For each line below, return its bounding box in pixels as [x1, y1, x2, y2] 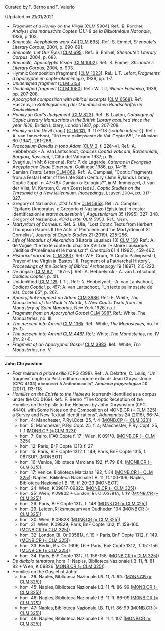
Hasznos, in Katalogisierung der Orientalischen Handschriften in [12, 102, 143, 107]
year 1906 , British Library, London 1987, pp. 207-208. [12, 122, 120, 128]
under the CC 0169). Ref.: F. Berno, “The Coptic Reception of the [12, 396, 143, 402]
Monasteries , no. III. [12, 315, 53, 321]
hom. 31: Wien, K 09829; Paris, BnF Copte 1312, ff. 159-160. [19, 521, 140, 527]
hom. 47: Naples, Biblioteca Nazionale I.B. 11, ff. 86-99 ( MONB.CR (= [19, 605, 158, 611]
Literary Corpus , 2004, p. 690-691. [12, 44, 83, 50]
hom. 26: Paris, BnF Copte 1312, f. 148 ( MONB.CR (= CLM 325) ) [19, 501, 148, 506]
